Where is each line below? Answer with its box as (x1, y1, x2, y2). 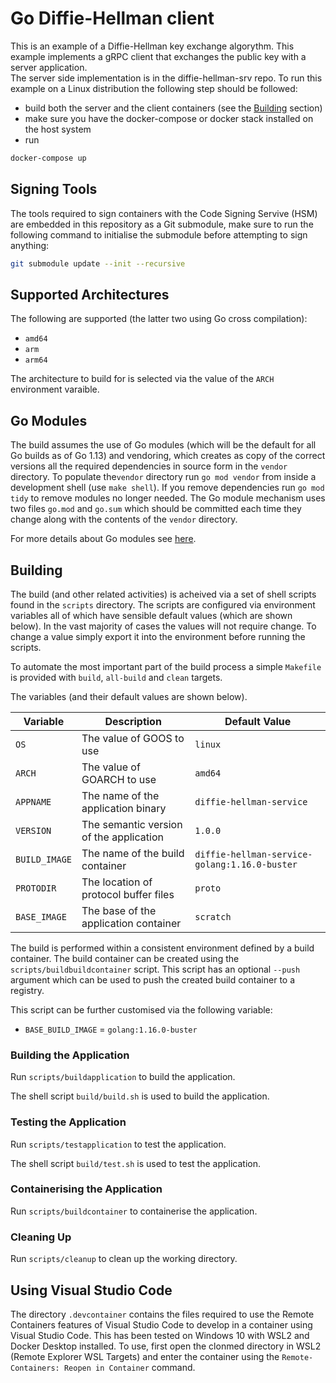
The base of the (81, 903, 157, 917)
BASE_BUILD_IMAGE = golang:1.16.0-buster (24, 1023, 198, 1035)
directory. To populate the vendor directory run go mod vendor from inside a (10, 471, 317, 483)
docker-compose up (10, 153, 87, 163)
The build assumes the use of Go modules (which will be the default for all (10, 439, 317, 451)
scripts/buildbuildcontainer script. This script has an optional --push (10, 963, 301, 975)
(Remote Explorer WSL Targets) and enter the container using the (10, 1350, 280, 1362)
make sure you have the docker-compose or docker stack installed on (24, 112, 314, 124)
